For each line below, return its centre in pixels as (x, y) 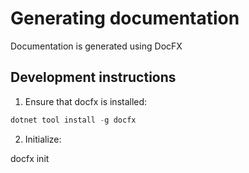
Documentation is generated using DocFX (96, 46)
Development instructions (93, 77)
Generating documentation (125, 18)
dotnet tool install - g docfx (73, 120)
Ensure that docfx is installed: (86, 101)
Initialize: (43, 139)
